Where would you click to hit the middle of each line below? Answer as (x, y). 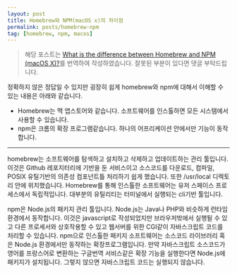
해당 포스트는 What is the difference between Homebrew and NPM (120, 54)
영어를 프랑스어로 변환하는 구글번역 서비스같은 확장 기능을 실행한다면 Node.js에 (116, 253)
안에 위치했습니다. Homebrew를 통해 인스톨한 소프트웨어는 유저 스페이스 (114, 186)
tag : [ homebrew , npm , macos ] (50, 34)
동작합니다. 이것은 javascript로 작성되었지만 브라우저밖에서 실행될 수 (126, 218)
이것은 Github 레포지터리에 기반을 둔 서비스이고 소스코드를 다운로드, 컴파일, (111, 168)
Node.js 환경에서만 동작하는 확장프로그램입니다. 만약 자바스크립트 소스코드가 (120, 245)
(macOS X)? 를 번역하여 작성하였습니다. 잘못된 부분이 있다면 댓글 (114, 63)
